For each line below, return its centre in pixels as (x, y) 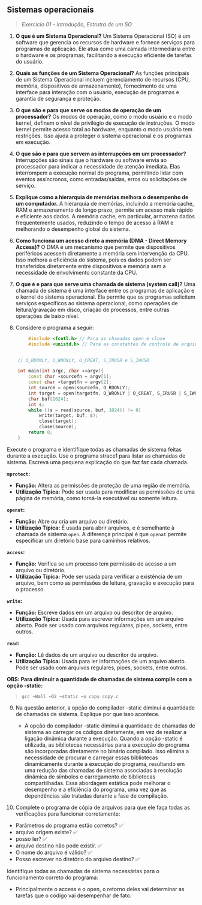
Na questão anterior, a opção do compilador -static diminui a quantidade (105, 708)
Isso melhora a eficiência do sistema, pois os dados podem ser (93, 260)
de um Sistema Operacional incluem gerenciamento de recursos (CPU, (103, 79)
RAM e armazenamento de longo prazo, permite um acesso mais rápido (104, 210)
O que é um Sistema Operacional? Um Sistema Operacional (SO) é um (103, 36)
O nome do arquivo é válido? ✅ (54, 852)
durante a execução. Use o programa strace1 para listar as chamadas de (96, 456)
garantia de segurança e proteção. (58, 98)
